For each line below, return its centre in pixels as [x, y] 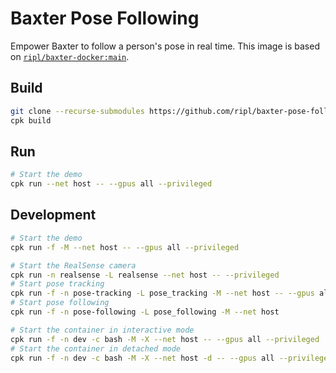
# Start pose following [60, 303]
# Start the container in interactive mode [102, 330]
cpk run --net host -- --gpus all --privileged [111, 184]
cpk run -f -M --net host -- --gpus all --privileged [125, 247]
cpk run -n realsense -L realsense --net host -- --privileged [145, 275]
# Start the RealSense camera [73, 265]
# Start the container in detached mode [96, 348]
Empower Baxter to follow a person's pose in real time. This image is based [165, 46]
